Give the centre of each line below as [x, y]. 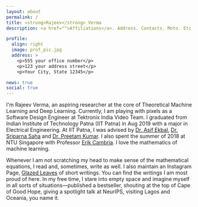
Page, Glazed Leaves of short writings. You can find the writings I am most [97, 173]
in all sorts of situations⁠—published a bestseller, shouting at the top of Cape [98, 185]
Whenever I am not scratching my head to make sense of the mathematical [98, 160]
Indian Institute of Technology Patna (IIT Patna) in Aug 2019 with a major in [97, 124]
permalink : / [22, 17]
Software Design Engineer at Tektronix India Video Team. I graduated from [97, 117]
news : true [20, 83]
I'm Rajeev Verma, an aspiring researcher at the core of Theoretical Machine [99, 105]
